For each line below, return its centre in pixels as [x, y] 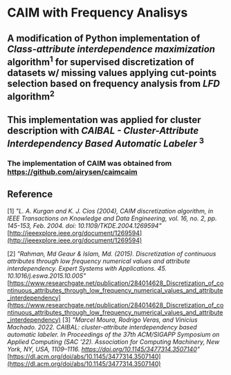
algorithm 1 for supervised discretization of [101, 61]
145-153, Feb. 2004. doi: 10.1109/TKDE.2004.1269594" [84, 225]
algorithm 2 [31, 95]
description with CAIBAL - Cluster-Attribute [103, 130]
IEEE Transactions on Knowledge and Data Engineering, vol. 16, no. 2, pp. [112, 218]
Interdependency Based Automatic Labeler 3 [105, 142]
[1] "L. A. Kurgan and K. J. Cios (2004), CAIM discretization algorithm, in [110, 211]
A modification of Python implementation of [104, 38]
